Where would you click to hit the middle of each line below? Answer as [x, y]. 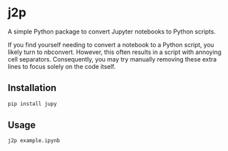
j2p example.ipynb [34, 141]
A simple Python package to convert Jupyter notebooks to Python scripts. [112, 31]
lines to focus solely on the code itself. [62, 66]
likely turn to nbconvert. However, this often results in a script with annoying [115, 52]
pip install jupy [32, 104]
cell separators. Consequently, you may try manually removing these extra [112, 59]
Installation [32, 88]
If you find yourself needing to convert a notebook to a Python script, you [111, 44]
